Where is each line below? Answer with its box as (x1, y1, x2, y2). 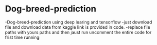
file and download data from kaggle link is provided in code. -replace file (5, 24, 151, 30)
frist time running (5, 34, 40, 40)
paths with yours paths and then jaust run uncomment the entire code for (5, 29, 152, 35)
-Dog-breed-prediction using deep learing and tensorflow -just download (5, 19, 152, 25)
